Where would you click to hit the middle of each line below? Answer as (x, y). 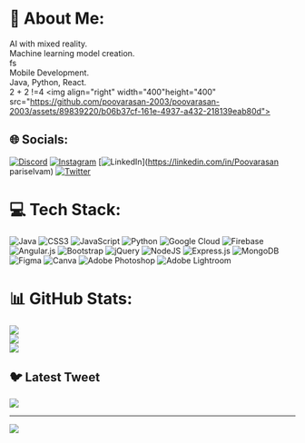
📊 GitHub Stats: (71, 298)
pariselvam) (32, 171)
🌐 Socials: (39, 140)
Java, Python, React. (48, 82)
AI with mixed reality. (49, 44)
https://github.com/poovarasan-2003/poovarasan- (125, 101)
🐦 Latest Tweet (55, 377)
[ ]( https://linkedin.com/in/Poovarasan (189, 162)
